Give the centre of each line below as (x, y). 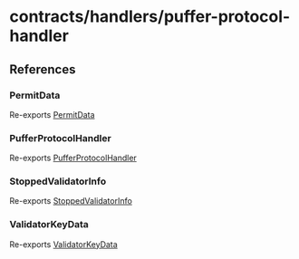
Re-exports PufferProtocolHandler (73, 158)
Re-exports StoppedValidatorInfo (71, 201)
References (43, 69)
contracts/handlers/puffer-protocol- (150, 17)
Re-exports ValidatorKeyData (63, 244)
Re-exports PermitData (52, 114)
